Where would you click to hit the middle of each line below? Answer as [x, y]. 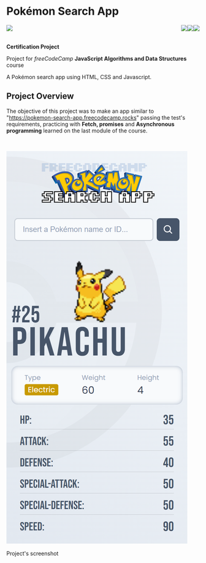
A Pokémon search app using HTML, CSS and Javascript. [79, 77]
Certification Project [33, 47]
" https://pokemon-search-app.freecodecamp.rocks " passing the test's [96, 117]
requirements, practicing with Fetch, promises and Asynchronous [90, 124]
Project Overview [40, 96]
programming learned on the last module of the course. [77, 131]
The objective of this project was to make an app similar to [80, 111]
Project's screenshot [32, 553]
